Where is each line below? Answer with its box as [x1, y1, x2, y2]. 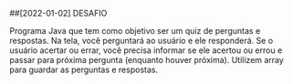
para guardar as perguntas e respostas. [9, 64, 158, 75]
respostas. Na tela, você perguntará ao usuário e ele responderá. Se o [9, 36, 274, 46]
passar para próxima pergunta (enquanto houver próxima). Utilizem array [9, 55, 285, 65]
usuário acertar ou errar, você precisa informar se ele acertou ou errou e [9, 45, 283, 56]
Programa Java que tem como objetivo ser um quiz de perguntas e [9, 26, 261, 36]
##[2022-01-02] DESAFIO [9, 8, 108, 18]
